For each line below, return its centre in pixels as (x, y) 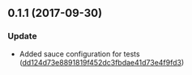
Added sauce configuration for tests (79, 54)
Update (22, 36)
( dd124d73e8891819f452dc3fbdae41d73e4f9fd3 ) (102, 62)
